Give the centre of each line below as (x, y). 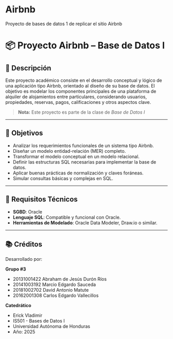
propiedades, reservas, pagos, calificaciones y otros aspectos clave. (78, 102)
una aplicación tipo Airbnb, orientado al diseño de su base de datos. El (80, 85)
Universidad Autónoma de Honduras (51, 326)
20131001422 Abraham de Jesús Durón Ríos (60, 279)
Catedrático (19, 306)
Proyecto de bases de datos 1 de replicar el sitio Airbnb (64, 24)
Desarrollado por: (24, 259)
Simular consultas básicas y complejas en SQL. (63, 178)
